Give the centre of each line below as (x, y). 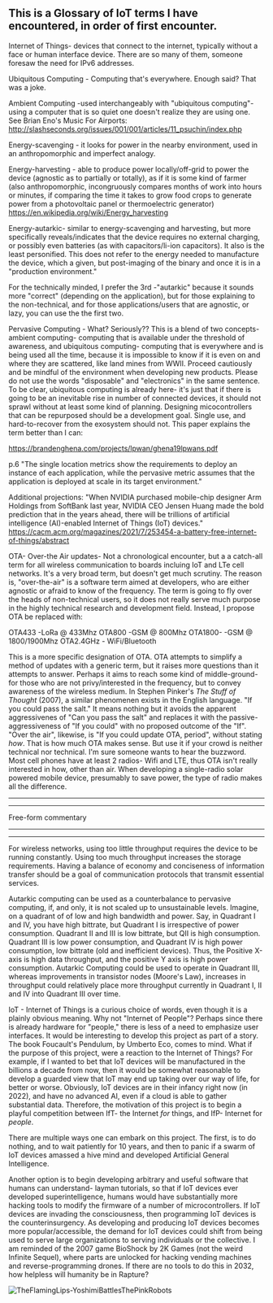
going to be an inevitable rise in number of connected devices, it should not (135, 398)
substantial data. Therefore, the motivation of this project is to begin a (125, 1105)
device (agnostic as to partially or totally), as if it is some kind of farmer (128, 177)
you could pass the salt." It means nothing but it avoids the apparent (123, 708)
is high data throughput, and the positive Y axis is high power (126, 959)
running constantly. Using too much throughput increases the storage (125, 856)
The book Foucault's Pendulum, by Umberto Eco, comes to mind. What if (130, 1044)
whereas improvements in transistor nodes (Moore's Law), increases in (127, 976)
